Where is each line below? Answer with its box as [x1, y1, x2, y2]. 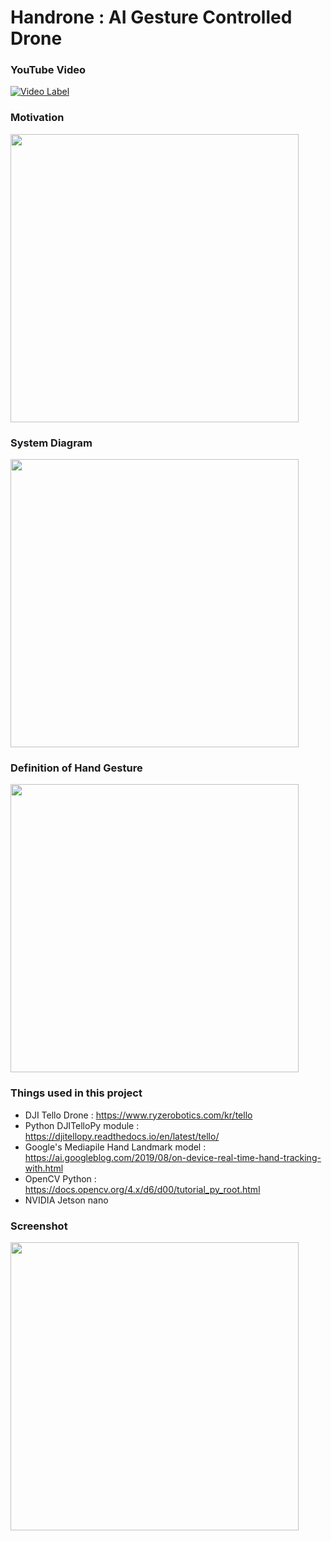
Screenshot [10, 1219, 68, 1233]
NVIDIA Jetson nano [24, 1194, 109, 1206]
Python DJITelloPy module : [24, 1119, 140, 1131]
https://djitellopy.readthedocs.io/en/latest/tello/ [24, 1130, 220, 1142]
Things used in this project [10, 1086, 143, 1100]
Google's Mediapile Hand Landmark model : [24, 1141, 207, 1153]
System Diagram [10, 436, 93, 450]
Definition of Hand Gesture [10, 761, 143, 775]
